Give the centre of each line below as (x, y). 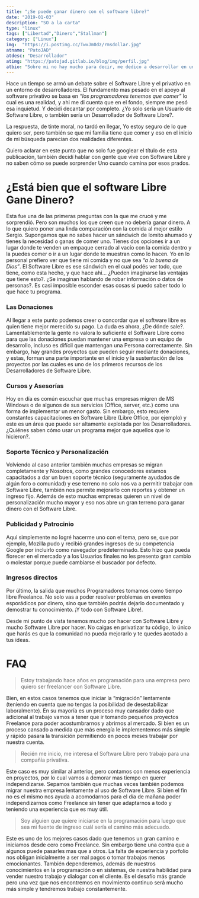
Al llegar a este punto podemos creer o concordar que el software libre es (96, 320)
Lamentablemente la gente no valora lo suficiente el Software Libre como (95, 333)
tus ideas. (18, 640)
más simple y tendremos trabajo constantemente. (67, 889)
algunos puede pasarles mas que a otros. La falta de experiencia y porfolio (97, 851)
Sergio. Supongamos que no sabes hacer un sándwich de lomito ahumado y (99, 235)
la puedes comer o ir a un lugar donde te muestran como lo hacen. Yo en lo (98, 254)
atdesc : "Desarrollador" (37, 56)
